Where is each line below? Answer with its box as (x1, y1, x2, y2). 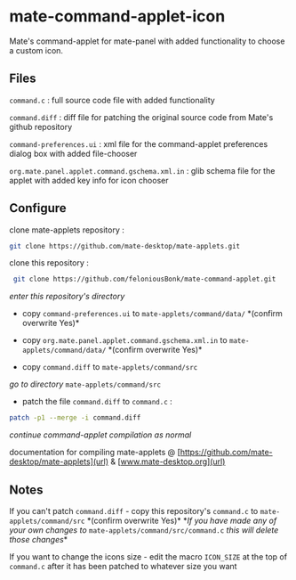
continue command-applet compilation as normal (9, 429, 192, 440)
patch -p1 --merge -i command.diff (9, 413, 141, 422)
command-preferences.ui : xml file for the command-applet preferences (9, 138, 268, 149)
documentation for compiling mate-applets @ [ (9, 447, 180, 458)
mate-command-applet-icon (9, 6, 226, 27)
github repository (9, 121, 73, 132)
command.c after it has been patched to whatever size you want (9, 561, 237, 571)
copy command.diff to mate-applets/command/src (21, 362, 198, 372)
